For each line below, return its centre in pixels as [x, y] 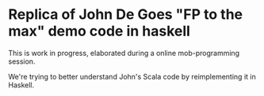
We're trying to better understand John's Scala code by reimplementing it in [132, 76]
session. [22, 61]
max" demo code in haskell [99, 31]
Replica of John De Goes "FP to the [126, 15]
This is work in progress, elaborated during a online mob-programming [124, 53]
